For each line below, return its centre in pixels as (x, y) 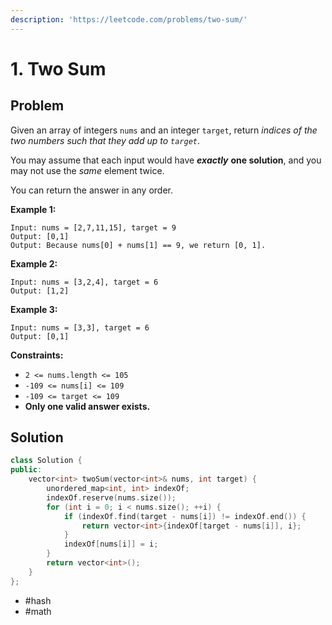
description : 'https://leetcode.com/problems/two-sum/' (129, 19)
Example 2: (34, 263)
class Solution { (46, 461)
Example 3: (34, 309)
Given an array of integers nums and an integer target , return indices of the (164, 130)
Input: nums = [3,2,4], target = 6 (84, 282)
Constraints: (37, 355)
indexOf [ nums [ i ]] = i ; (111, 544)
